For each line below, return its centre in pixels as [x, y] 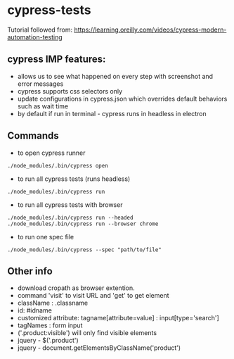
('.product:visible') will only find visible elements [87, 333]
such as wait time [43, 106]
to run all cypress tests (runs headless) [74, 179]
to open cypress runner [51, 153]
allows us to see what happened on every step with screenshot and [115, 76]
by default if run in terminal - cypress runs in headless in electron [112, 113]
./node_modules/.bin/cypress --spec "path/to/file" [84, 250]
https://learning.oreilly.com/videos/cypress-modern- [150, 30]
